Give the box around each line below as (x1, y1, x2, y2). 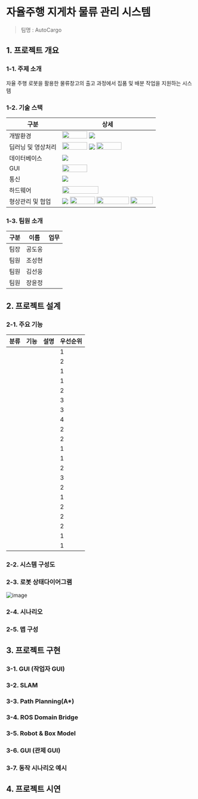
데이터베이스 (9, 154, 43, 162)
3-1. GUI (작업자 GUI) (6, 665, 66, 673)
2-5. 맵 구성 (6, 625, 39, 633)
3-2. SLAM (6, 681, 38, 689)
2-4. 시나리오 (6, 608, 43, 616)
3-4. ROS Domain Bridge (6, 713, 79, 721)
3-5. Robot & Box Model (6, 729, 76, 737)
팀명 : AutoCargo (20, 26, 62, 33)
